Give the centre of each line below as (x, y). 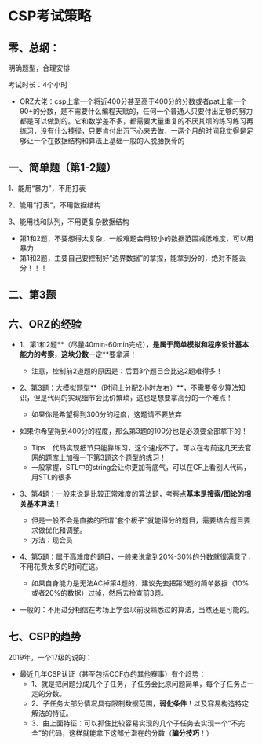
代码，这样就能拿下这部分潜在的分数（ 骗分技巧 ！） (131, 732)
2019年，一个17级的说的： (50, 657)
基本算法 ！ (44, 504)
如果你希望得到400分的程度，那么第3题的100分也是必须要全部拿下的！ (134, 431)
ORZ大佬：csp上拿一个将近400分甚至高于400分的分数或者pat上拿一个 (133, 101)
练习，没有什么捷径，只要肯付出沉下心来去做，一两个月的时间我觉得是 (133, 131)
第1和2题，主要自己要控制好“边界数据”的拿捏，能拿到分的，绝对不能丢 (133, 258)
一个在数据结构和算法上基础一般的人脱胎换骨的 (109, 141)
